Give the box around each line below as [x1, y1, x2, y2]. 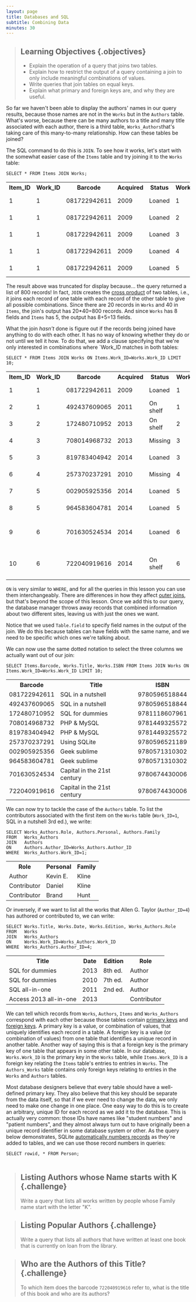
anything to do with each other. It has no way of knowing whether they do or [6, 331, 190, 338]
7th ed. [103, 976, 123, 984]
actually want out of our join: [6, 652, 75, 659]
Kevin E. [45, 872, 68, 881]
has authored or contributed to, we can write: [6, 912, 115, 919]
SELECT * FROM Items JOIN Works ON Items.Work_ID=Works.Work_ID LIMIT [6, 355, 181, 361]
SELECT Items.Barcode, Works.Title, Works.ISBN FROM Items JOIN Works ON [6, 663, 190, 669]
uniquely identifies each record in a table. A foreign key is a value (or [6, 1029, 171, 1036]
